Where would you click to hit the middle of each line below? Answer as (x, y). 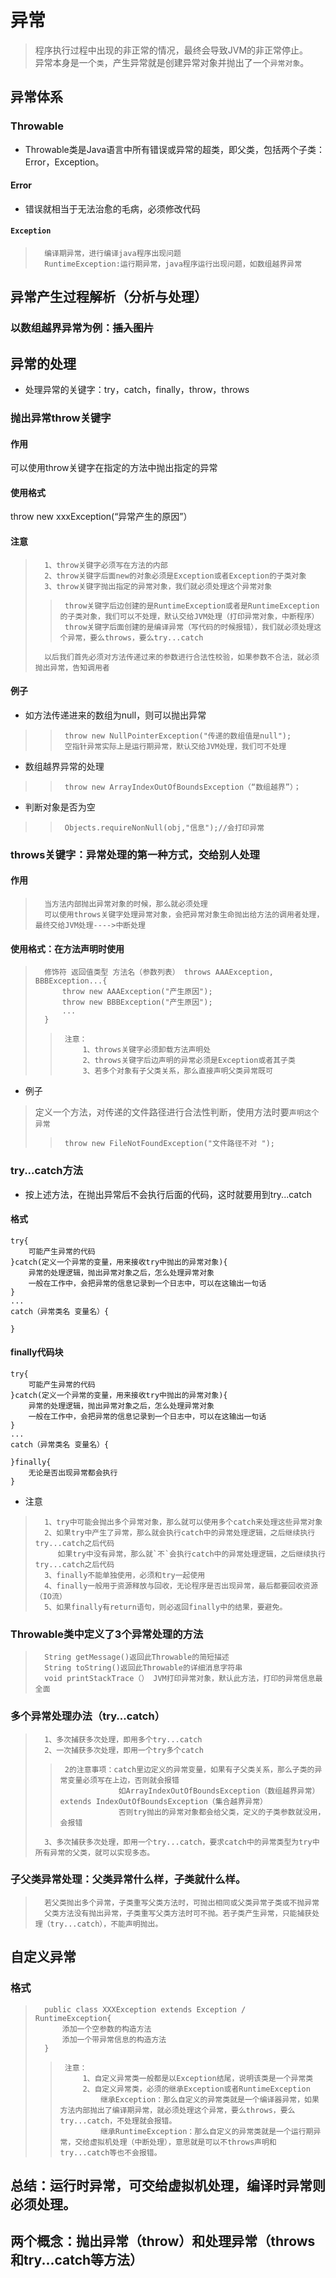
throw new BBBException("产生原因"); (137, 1002)
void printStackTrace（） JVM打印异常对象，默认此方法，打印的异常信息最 (183, 1679)
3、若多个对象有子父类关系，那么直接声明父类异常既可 (177, 1071)
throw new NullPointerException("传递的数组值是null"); (178, 736)
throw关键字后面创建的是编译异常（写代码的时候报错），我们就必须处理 (189, 627)
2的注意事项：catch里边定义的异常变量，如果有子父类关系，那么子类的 (189, 1769)
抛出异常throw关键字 (61, 418)
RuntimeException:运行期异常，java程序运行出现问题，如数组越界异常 (173, 264)
